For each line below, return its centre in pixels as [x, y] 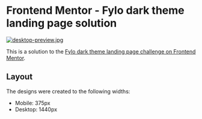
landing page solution [62, 23]
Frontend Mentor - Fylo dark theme [95, 11]
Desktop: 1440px [36, 109]
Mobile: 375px [32, 103]
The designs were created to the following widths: [68, 91]
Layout [20, 77]
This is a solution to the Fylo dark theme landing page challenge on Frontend [101, 51]
